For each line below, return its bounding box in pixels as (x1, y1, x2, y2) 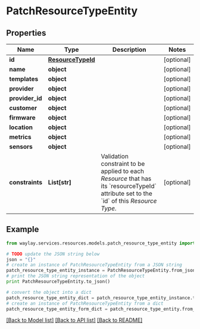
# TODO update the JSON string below (6, 251, 100, 257)
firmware (9, 114, 36, 121)
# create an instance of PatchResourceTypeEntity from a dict (6, 300, 164, 306)
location (9, 123, 33, 131)
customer (9, 104, 37, 112)
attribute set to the (101, 189, 153, 198)
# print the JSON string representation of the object (6, 273, 145, 279)
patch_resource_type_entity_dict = (6, 294, 95, 301)
